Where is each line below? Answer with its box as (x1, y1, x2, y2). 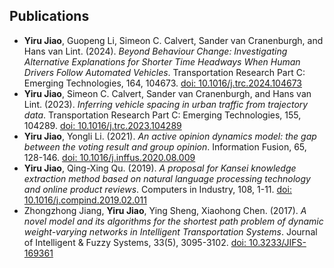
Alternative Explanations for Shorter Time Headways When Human (23, 55, 301, 68)
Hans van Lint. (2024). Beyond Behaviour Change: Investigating (23, 45, 288, 57)
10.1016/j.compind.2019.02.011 (23, 194, 147, 206)
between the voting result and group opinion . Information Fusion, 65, (23, 140, 307, 153)
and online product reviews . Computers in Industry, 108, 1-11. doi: (23, 183, 292, 195)
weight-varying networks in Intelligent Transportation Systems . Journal (23, 225, 318, 238)
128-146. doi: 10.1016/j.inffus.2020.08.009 (23, 151, 196, 163)
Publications (9, 8, 90, 25)
